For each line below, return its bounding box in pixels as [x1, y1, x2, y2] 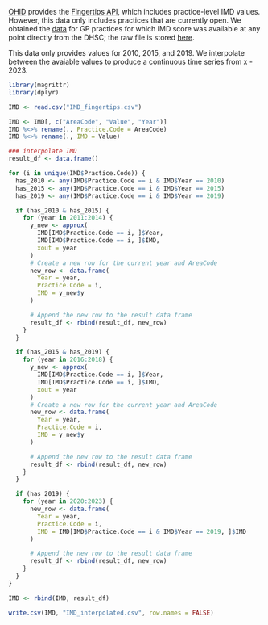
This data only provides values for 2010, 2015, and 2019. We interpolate [8, 48, 245, 57]
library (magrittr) [8, 81, 70, 89]
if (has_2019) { [15, 490, 70, 498]
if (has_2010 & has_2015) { [15, 206, 110, 215]
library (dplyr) [8, 88, 60, 96]
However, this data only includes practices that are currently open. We [8, 15, 241, 25]
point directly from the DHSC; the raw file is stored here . [8, 32, 195, 42]
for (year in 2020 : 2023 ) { [23, 497, 113, 505]
